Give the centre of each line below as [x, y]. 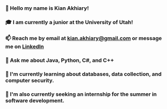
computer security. [30, 80]
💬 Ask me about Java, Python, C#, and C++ [60, 60]
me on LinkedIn [25, 47]
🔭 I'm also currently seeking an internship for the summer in [81, 94]
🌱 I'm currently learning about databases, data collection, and [83, 74]
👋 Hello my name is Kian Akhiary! [47, 8]
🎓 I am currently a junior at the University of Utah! [69, 22]
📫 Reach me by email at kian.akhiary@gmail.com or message [83, 38]
